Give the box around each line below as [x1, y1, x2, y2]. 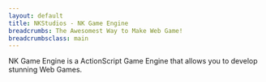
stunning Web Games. [8, 65, 83, 75]
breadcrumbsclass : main [8, 34, 89, 43]
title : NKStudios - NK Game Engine [8, 19, 129, 27]
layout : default [8, 11, 63, 20]
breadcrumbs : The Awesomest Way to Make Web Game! [8, 27, 183, 35]
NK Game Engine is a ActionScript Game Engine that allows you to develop [8, 56, 258, 66]
